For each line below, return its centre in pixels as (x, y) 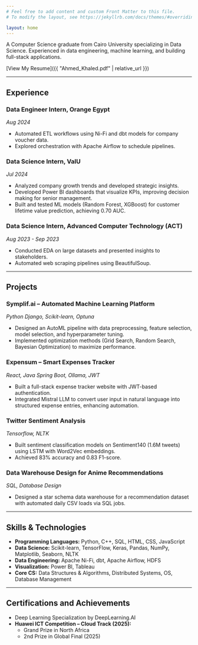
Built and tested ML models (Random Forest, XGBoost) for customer (97, 205)
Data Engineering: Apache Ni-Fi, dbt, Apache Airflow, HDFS (88, 561)
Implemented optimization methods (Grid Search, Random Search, (95, 340)
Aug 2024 (18, 122)
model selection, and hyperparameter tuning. (70, 335)
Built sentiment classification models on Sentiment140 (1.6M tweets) (98, 445)
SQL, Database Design (34, 486)
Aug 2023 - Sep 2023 (33, 239)
